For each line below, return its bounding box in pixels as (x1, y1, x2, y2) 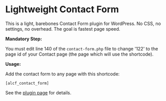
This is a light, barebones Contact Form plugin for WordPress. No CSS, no (5, 20, 161, 27)
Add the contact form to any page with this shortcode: (5, 70, 120, 77)
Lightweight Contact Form (5, 4, 119, 15)
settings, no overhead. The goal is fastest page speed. (5, 26, 120, 32)
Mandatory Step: (5, 36, 43, 42)
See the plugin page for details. (5, 89, 72, 95)
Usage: (5, 61, 22, 67)
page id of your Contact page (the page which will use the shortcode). (5, 51, 154, 57)
